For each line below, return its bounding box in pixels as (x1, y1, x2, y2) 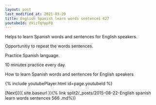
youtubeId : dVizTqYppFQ (5, 20, 53, 26)
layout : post (5, 7, 31, 12)
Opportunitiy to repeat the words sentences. (5, 43, 94, 49)
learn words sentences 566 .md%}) (5, 95, 76, 101)
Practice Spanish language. (5, 53, 60, 59)
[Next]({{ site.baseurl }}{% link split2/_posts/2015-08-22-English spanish (5, 90, 151, 96)
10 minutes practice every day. (5, 62, 66, 68)
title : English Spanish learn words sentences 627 (5, 16, 109, 21)
